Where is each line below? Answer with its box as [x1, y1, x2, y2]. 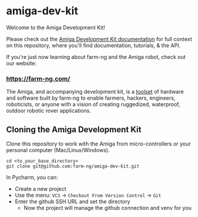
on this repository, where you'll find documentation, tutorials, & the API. [6, 42, 181, 49]
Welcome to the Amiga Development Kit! [6, 24, 105, 31]
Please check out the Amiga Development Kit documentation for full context [6, 35, 192, 42]
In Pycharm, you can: [6, 174, 58, 181]
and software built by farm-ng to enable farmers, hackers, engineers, [6, 94, 176, 102]
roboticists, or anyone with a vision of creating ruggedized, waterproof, [6, 101, 180, 108]
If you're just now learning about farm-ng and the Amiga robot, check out [6, 53, 186, 60]
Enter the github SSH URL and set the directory [14, 198, 131, 205]
